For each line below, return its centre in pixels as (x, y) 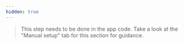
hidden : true (22, 12)
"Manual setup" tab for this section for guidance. (82, 35)
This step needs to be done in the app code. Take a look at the (99, 29)
